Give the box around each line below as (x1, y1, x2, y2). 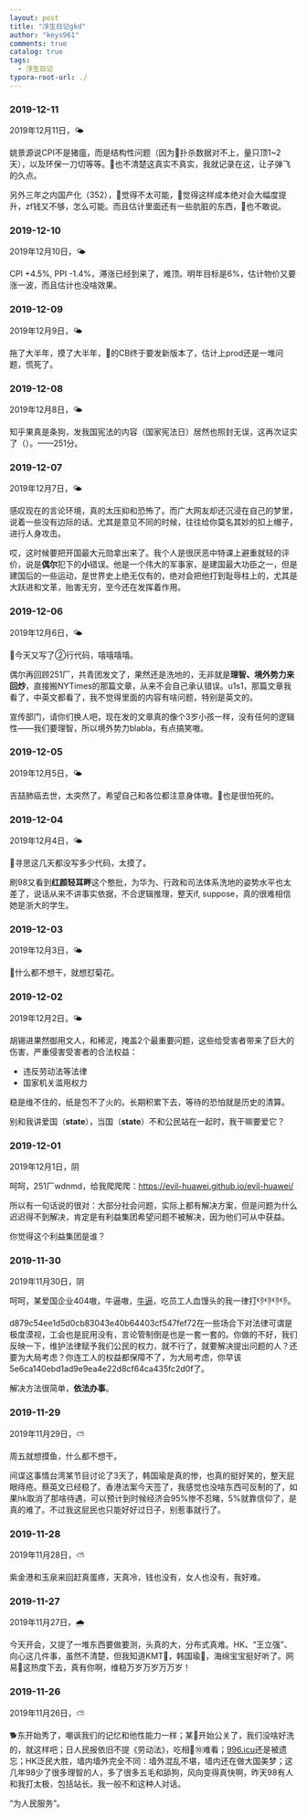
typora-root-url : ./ (9, 73, 89, 82)
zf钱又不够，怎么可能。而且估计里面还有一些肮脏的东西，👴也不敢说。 (25, 201, 287, 212)
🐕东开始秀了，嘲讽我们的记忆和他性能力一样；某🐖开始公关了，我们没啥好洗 (9, 1729, 295, 1740)
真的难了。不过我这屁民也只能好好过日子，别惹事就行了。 (9, 1504, 226, 1515)
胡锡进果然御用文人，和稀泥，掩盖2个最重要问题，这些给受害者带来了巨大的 (9, 1034, 295, 1046)
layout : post (9, 13, 59, 23)
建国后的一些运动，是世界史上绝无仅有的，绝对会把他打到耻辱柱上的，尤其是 (9, 570, 298, 581)
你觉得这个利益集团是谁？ (9, 1231, 106, 1242)
